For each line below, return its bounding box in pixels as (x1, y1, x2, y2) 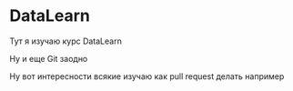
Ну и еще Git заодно (9, 53, 88, 64)
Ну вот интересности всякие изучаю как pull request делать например (9, 70, 285, 82)
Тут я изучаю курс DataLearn (9, 35, 123, 46)
